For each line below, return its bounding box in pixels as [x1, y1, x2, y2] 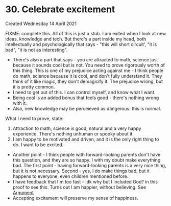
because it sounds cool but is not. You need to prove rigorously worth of [12, 62, 165, 68]
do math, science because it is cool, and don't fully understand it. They [12, 73, 162, 79]
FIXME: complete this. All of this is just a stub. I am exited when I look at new [5, 30, 166, 36]
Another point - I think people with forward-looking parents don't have [12, 151, 161, 157]
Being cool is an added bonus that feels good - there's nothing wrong [12, 95, 159, 101]
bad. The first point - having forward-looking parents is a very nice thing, [12, 162, 166, 168]
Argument [12, 189, 34, 195]
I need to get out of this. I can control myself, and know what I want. [12, 89, 156, 95]
